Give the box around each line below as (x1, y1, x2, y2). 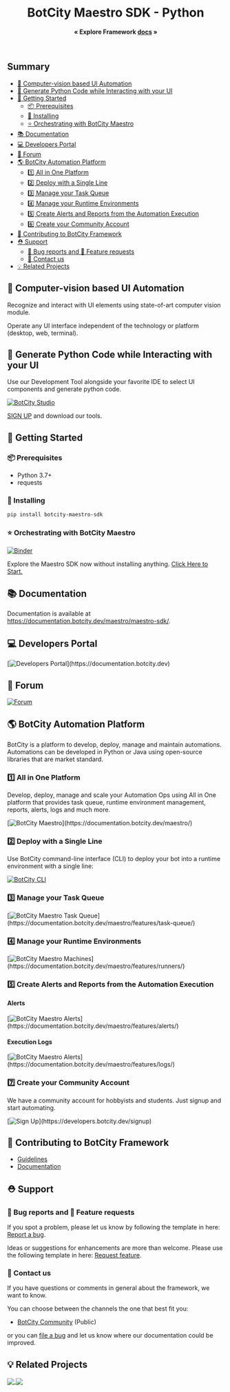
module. (7, 308, 31, 316)
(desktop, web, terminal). (7, 329, 79, 337)
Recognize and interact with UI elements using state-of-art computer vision (7, 301, 222, 309)
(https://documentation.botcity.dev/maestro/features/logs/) (7, 1060, 176, 1069)
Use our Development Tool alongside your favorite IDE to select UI (7, 378, 195, 386)
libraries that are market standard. (7, 755, 103, 763)
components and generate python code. (7, 385, 122, 394)
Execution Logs (7, 1038, 53, 1046)
